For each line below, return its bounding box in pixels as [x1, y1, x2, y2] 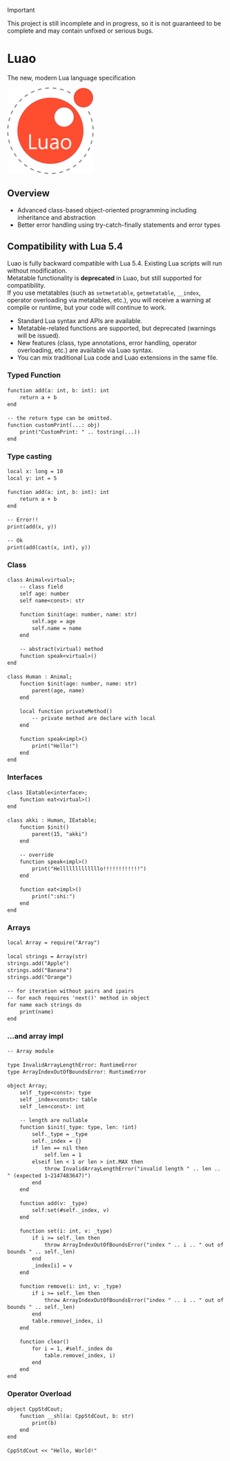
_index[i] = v [32, 1262, 73, 1269]
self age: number [19, 591, 70, 598]
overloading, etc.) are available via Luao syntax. [17, 346, 153, 354]
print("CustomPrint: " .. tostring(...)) [19, 428, 140, 435]
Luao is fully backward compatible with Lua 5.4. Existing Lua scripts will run [7, 259, 222, 267]
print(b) [32, 1419, 57, 1426]
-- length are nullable [19, 1117, 88, 1124]
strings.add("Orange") [7, 974, 73, 981]
